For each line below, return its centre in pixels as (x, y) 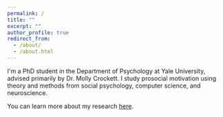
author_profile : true (38, 32)
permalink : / (26, 13)
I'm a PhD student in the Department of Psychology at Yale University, (106, 71)
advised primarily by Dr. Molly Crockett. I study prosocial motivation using (112, 78)
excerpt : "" (24, 26)
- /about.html (33, 52)
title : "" (21, 20)
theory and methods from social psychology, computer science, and (104, 86)
